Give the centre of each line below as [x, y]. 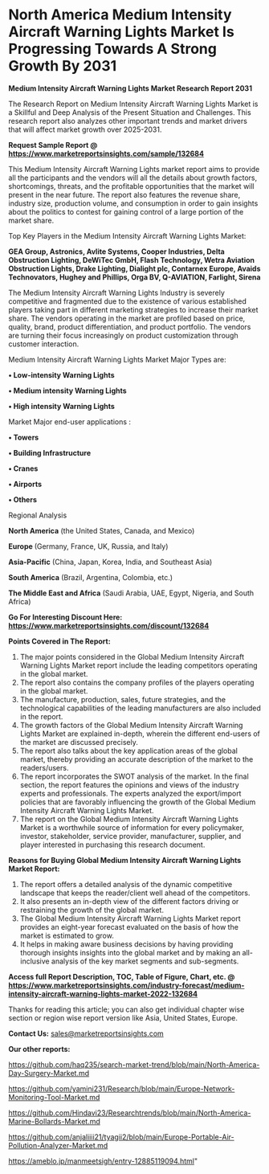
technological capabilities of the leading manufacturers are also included [140, 708]
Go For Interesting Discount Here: [65, 617]
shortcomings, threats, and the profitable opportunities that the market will [131, 186]
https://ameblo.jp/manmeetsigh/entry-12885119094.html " [103, 1161]
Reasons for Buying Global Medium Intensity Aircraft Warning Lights [125, 860]
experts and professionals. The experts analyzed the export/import [130, 793]
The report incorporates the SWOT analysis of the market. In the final [134, 776]
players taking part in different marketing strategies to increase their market [133, 309]
